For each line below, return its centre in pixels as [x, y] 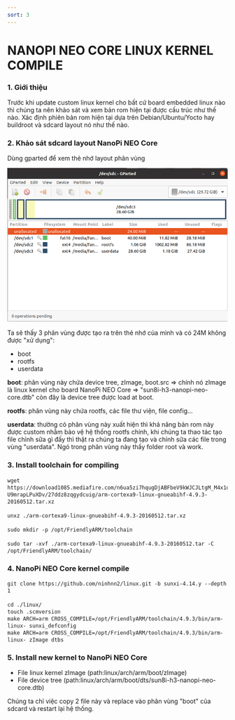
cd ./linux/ [24, 605]
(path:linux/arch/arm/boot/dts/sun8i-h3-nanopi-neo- [140, 680]
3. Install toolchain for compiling [63, 465]
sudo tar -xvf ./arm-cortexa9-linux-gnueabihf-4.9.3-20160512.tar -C [111, 544]
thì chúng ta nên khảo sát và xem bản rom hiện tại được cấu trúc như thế [112, 110]
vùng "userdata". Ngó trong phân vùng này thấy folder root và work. [106, 447]
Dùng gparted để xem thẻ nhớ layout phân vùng [76, 159]
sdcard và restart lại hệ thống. [51, 709]
